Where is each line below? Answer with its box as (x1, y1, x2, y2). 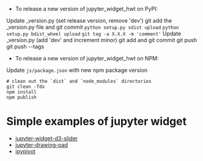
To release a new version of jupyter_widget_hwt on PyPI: (15, 5, 158, 12)
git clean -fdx (6, 84, 45, 90)
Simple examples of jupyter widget (6, 115, 187, 129)
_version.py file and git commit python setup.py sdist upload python (6, 24, 179, 30)
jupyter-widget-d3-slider (15, 134, 78, 142)
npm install (6, 89, 37, 95)
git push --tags (6, 43, 45, 50)
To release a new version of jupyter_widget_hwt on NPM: (15, 55, 159, 62)
